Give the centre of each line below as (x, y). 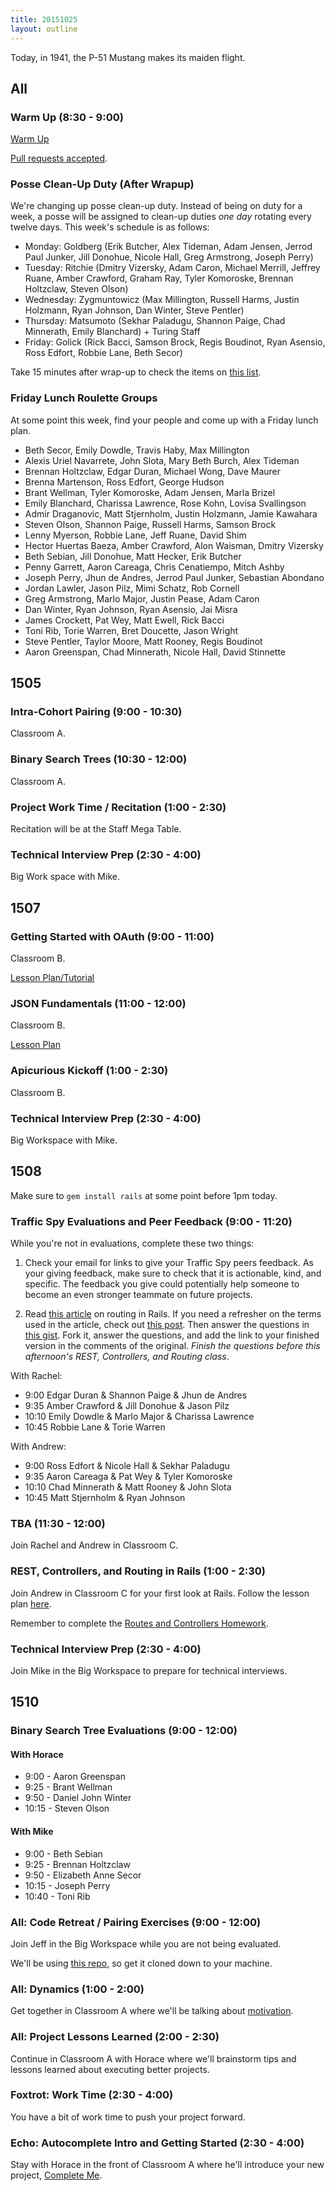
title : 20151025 (44, 19)
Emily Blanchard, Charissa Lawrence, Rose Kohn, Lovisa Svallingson (165, 503)
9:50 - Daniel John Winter (78, 1798)
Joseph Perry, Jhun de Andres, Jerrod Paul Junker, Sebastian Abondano (174, 577)
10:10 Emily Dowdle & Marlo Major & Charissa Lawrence (139, 1417)
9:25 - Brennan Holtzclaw (77, 1864)
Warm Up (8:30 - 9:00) (67, 117)
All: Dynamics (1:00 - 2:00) (77, 1989)
